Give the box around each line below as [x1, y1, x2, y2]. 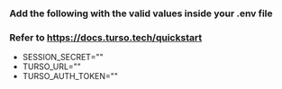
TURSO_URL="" [22, 61, 81, 72]
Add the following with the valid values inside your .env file [9, 7, 273, 20]
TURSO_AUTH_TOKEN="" [22, 71, 119, 82]
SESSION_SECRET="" [22, 52, 104, 63]
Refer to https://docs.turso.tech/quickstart [9, 31, 203, 43]
